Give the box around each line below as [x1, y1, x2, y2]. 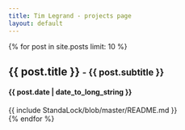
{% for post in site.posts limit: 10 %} [8, 41, 128, 51]
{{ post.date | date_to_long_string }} [8, 87, 132, 97]
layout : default [8, 19, 63, 27]
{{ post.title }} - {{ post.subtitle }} [8, 65, 164, 78]
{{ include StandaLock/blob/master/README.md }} [8, 106, 178, 115]
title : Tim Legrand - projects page [8, 11, 132, 20]
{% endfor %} [8, 114, 55, 124]
